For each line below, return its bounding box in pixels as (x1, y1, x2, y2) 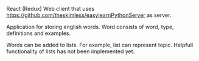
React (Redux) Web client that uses (6, 5, 95, 12)
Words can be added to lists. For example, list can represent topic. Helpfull (6, 42, 194, 48)
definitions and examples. (6, 30, 71, 37)
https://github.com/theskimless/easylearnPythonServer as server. (6, 11, 172, 19)
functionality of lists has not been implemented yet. (6, 48, 135, 55)
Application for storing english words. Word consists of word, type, (6, 24, 175, 30)
